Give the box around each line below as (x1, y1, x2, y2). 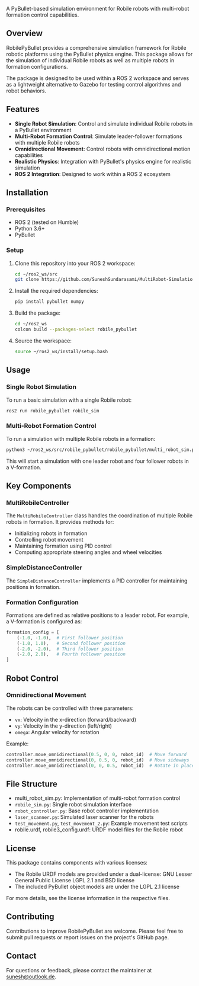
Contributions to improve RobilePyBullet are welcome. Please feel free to (6, 927, 184, 934)
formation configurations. (6, 63, 68, 70)
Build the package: (14, 309, 61, 316)
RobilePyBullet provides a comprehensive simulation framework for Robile (6, 44, 187, 51)
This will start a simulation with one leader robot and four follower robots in (6, 457, 190, 465)
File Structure (6, 779, 57, 789)
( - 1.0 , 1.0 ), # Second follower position (17, 640, 126, 646)
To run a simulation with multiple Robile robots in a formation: (6, 435, 156, 442)
